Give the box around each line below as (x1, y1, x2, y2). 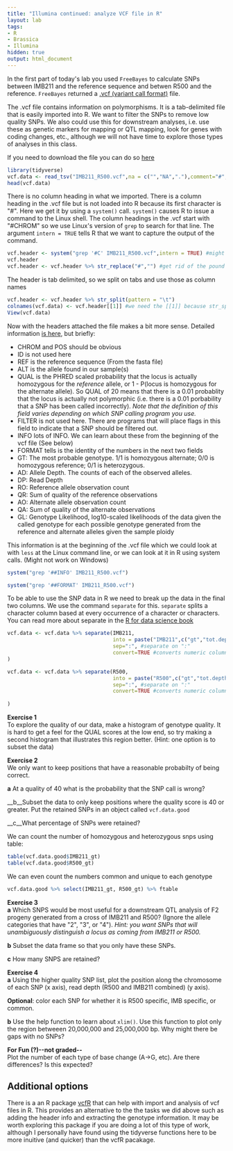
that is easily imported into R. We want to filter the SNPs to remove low (7, 110, 209, 118)
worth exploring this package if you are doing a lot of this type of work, (7, 1121, 210, 1129)
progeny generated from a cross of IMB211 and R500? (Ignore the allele (7, 912, 212, 921)
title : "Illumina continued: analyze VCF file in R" (7, 10, 163, 17)
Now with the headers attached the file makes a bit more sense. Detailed (7, 321, 215, 330)
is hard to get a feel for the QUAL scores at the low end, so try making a (7, 728, 212, 736)
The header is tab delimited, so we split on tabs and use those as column (7, 275, 216, 284)
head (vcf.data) (7, 179, 51, 186)
